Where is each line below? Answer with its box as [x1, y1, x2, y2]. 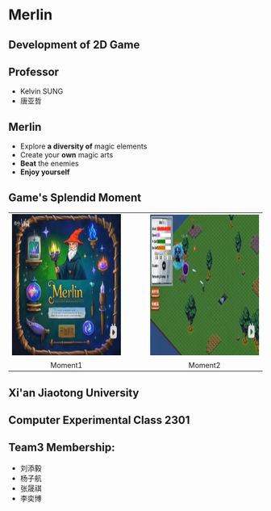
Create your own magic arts [19, 150, 114, 160]
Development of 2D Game [8, 38, 140, 52]
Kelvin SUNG [19, 86, 64, 96]
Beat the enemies [19, 159, 79, 169]
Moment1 [50, 360, 83, 370]
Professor [8, 65, 59, 78]
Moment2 [188, 360, 221, 370]
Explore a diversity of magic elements [19, 141, 148, 151]
